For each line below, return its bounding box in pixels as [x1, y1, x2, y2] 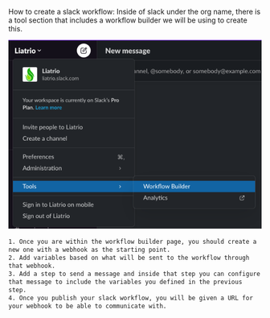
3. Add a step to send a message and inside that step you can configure [8, 270, 261, 278]
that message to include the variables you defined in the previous [8, 278, 243, 286]
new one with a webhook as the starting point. [8, 246, 171, 254]
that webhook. [8, 262, 56, 270]
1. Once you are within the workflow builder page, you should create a [8, 237, 257, 246]
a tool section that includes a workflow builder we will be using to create [8, 15, 247, 25]
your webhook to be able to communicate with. [8, 302, 167, 310]
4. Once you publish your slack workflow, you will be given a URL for [8, 294, 253, 302]
